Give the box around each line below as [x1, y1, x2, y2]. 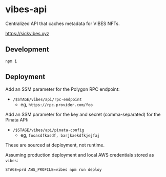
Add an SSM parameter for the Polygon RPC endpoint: [5, 86, 120, 92]
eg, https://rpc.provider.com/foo [20, 101, 93, 108]
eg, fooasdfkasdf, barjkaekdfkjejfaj [20, 132, 100, 138]
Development [5, 45, 50, 54]
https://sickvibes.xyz [5, 30, 50, 36]
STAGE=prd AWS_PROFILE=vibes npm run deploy [5, 167, 102, 172]
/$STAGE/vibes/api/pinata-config [12, 128, 85, 133]
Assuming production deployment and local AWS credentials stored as [5, 151, 154, 158]
